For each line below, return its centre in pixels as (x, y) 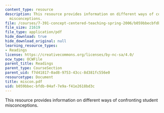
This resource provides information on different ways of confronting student (82, 100)
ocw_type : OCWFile (24, 59)
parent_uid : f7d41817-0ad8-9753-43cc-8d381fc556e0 (58, 73)
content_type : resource (29, 9)
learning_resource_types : (31, 46)
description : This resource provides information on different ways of (79, 14)
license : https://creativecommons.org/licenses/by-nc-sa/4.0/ (70, 55)
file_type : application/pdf (34, 32)
